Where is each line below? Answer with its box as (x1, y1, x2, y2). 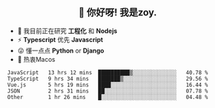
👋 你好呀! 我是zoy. (78, 6, 158, 19)
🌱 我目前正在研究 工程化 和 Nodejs (17, 27, 118, 35)
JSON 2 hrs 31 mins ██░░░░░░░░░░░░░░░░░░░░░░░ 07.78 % (7, 87, 209, 95)
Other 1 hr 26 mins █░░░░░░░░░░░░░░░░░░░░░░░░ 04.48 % (7, 93, 209, 100)
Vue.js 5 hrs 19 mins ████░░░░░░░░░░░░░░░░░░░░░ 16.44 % (7, 81, 209, 88)
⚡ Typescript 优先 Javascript (17, 35, 104, 43)
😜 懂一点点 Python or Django (17, 46, 104, 55)
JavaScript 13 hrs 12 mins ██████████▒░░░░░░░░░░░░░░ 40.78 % (7, 69, 209, 76)
